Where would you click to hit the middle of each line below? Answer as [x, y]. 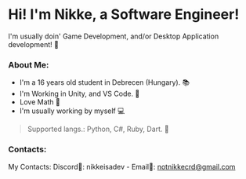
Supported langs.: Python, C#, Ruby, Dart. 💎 [98, 129]
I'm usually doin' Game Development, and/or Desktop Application [114, 36]
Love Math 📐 [40, 102]
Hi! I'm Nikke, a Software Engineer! [124, 15]
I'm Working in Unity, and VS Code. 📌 [80, 94]
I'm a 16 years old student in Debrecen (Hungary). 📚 [105, 82]
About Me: [29, 64]
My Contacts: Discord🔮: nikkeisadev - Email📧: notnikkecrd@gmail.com [122, 166]
